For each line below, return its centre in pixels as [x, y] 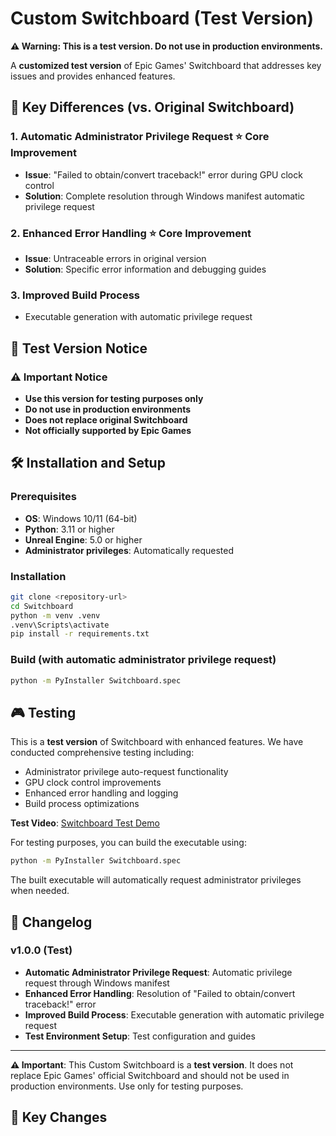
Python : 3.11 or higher [69, 529]
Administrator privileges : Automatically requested [129, 550]
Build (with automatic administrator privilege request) [143, 660]
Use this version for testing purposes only [114, 398]
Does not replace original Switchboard [106, 419]
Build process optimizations [82, 804]
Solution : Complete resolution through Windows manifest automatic [165, 196]
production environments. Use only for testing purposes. [127, 1086]
